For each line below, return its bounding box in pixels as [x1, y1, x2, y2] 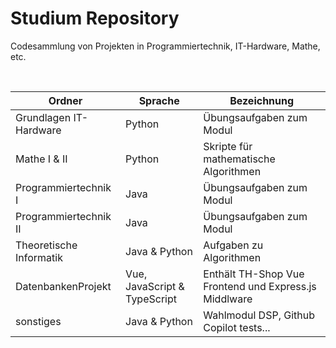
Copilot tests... [203, 320, 271, 334]
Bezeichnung [229, 93, 295, 107]
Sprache [138, 93, 180, 107]
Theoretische [15, 238, 78, 252]
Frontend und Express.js [203, 279, 317, 293]
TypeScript [125, 292, 177, 306]
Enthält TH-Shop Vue [203, 267, 305, 281]
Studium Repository [10, 7, 180, 30]
